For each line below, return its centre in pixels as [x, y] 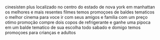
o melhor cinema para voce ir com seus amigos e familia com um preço [76, 17]
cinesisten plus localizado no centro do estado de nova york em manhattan [80, 7]
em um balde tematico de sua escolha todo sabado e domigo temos [73, 27]
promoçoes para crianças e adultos [40, 33]
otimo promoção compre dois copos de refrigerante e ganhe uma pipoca [78, 22]
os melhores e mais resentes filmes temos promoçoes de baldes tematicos [80, 12]
